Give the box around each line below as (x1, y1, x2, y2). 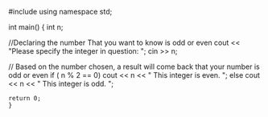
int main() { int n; (8, 22, 64, 31)
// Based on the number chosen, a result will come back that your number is (8, 62, 260, 71)
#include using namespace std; (8, 7, 113, 16)
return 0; (8, 95, 42, 103)
